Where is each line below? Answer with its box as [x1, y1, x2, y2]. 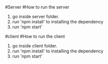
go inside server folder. [12, 14, 59, 19]
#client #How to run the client [5, 34, 65, 39]
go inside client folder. [12, 43, 57, 48]
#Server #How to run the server [5, 4, 70, 10]
